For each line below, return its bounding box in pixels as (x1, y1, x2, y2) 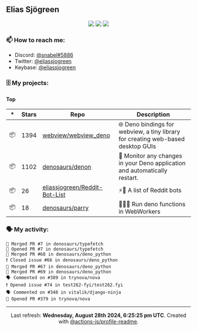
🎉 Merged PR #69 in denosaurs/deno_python (6, 269, 111, 275)
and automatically (118, 166, 168, 175)
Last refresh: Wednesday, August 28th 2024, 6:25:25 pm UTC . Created (11, 312, 186, 319)
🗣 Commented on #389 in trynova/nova (6, 275, 101, 281)
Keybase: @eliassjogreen (14, 64, 76, 71)
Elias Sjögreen (6, 5, 60, 15)
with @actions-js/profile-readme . (58, 318, 139, 325)
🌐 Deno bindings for (118, 120, 175, 128)
